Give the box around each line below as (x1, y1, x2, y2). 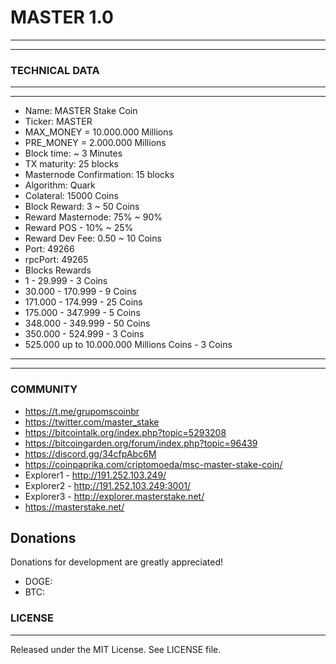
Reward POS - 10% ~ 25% (24, 222, 134, 234)
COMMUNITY (10, 382, 78, 396)
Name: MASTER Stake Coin (24, 105, 138, 117)
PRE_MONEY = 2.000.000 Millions (24, 137, 167, 149)
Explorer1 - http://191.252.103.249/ (24, 469, 167, 481)
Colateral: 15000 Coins (24, 190, 119, 202)
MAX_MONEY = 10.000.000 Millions (24, 126, 173, 138)
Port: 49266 (24, 243, 75, 255)
